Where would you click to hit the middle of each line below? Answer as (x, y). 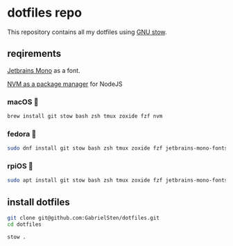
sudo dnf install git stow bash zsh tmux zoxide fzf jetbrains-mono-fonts (118, 148)
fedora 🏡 (22, 134)
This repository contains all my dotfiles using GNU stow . (87, 32)
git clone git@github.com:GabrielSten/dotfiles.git (83, 218)
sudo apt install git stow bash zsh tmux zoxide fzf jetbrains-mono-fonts (118, 181)
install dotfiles (39, 202)
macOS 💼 (23, 102)
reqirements (34, 54)
